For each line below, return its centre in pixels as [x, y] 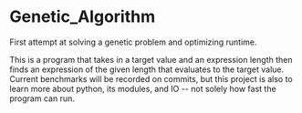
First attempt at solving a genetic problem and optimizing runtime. [133, 42]
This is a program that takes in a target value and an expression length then [151, 59]
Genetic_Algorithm [83, 17]
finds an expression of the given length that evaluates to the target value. [147, 69]
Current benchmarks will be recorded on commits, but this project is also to [151, 78]
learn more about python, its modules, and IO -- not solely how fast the [143, 88]
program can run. [42, 98]
